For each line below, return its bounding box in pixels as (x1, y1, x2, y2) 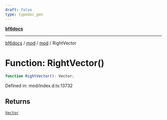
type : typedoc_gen (5, 12, 43, 17)
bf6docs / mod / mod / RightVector (5, 40, 77, 46)
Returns (5, 97, 31, 106)
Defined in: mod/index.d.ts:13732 (5, 83, 73, 89)
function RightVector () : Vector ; (5, 74, 75, 79)
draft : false (5, 7, 32, 12)
